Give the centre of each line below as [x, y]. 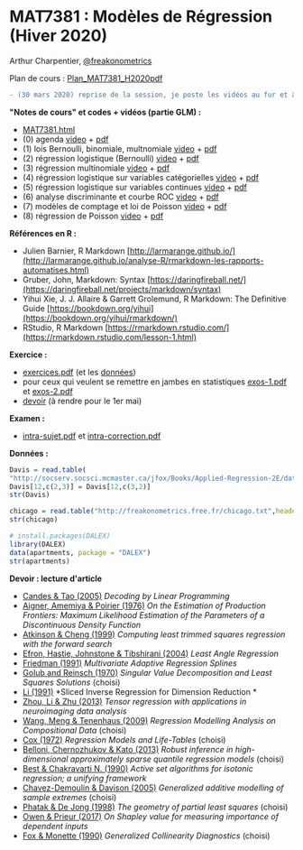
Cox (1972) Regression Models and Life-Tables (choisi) [124, 739]
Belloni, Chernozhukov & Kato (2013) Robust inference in [128, 749]
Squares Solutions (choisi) [71, 682]
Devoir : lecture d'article [55, 578]
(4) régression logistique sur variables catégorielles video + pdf [141, 177]
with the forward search [67, 643]
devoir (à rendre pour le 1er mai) [82, 401]
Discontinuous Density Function [82, 624]
